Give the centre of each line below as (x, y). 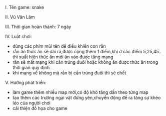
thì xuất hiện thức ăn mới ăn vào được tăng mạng (63, 57)
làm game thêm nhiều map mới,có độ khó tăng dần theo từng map (80, 92)
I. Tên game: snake (24, 7)
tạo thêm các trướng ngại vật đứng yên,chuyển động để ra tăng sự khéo (86, 98)
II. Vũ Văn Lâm (20, 17)
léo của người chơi (31, 103)
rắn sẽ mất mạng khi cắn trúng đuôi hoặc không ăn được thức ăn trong (85, 62)
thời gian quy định (31, 68)
